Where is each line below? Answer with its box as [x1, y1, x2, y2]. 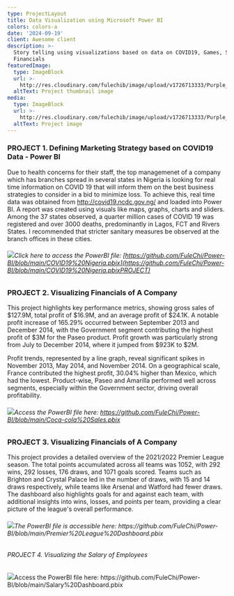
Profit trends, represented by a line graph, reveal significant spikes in [7, 354, 205, 362]
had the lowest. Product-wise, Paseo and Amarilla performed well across [7, 376, 217, 385]
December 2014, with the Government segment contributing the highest [7, 326, 214, 335]
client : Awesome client [7, 36, 77, 43]
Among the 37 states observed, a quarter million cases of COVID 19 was [7, 212, 214, 220]
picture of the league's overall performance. [7, 505, 134, 513]
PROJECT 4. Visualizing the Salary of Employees [7, 551, 148, 559]
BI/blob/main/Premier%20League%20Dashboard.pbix [7, 529, 164, 537]
